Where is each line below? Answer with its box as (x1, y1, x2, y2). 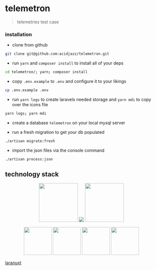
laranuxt (5, 260, 22, 266)
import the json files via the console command (12, 147, 105, 153)
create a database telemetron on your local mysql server (12, 120, 125, 126)
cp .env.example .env (5, 88, 49, 93)
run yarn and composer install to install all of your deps (12, 60, 124, 66)
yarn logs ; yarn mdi (5, 111, 47, 116)
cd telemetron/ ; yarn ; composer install (5, 70, 88, 75)
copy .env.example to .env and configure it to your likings (12, 78, 126, 84)
